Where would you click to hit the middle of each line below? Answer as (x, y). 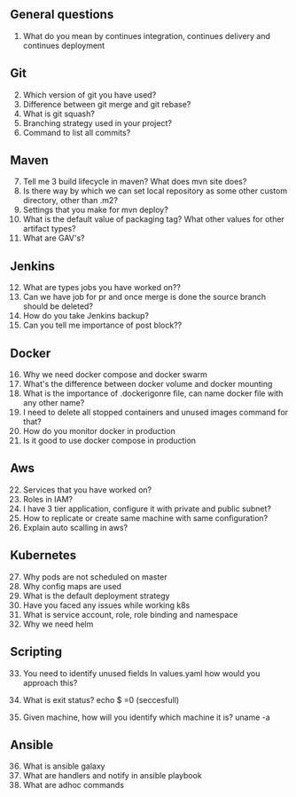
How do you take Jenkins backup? (86, 316)
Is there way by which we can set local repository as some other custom (155, 191)
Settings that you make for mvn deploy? (96, 210)
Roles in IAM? (48, 499)
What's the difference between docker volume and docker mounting (148, 384)
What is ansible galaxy (64, 766)
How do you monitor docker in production (99, 431)
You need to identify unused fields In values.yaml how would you (141, 673)
